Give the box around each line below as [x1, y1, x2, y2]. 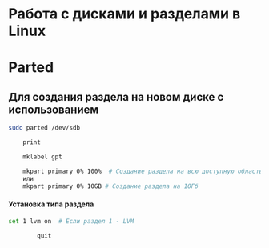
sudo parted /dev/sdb [8, 124, 81, 132]
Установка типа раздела [8, 199, 94, 209]
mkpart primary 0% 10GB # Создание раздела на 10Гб [22, 182, 199, 190]
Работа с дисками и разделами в [8, 5, 241, 23]
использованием [8, 102, 99, 116]
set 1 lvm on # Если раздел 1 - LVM [8, 217, 134, 225]
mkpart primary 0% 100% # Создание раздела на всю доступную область [22, 167, 263, 175]
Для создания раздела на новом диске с [8, 90, 224, 104]
